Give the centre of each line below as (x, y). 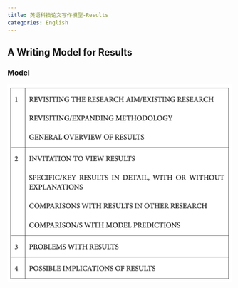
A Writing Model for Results (70, 52)
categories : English (38, 22)
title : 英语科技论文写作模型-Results (58, 15)
